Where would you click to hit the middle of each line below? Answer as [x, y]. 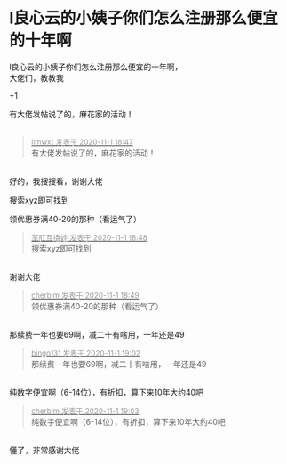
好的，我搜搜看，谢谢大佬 [56, 181]
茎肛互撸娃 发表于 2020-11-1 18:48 [89, 237]
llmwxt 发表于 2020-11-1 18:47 [82, 142]
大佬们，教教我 [36, 77]
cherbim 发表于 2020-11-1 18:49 [85, 295]
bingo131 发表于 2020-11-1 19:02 [85, 353]
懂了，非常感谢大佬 [44, 450]
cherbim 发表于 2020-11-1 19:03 [85, 411]
